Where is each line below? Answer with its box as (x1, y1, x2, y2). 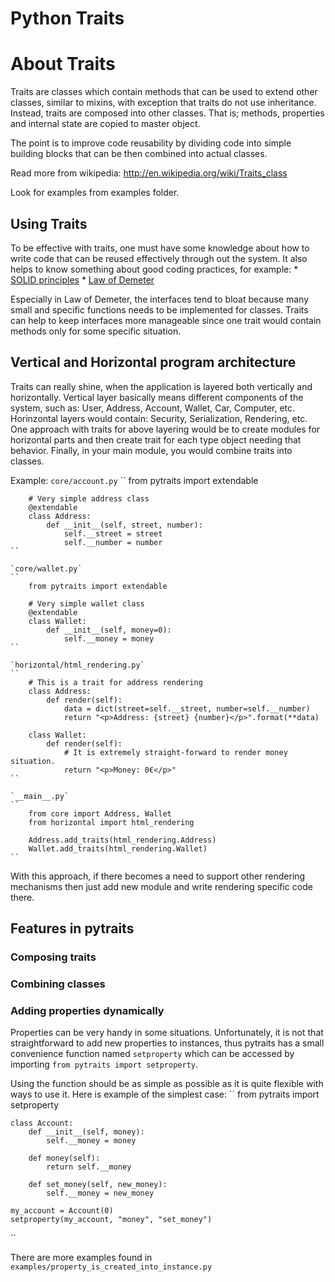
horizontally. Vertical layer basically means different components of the (10, 391, 304, 403)
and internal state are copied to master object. (10, 118, 201, 130)
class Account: (10, 1118, 74, 1129)
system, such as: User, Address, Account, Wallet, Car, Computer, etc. (10, 402, 296, 414)
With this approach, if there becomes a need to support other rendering (10, 870, 306, 882)
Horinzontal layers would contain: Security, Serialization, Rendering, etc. (10, 412, 308, 424)
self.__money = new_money (46, 1188, 155, 1199)
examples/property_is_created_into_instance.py (10, 1262, 213, 1272)
